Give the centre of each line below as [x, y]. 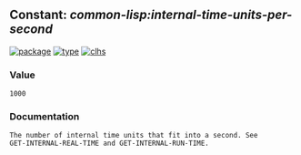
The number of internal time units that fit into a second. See [134, 136]
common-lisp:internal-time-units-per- [181, 15]
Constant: [39, 15]
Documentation [45, 117]
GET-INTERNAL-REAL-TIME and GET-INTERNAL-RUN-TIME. [109, 144]
